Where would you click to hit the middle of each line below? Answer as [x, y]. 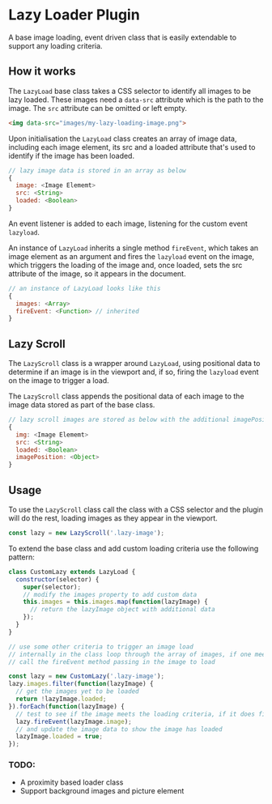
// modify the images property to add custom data [110, 594]
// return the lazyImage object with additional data [123, 610]
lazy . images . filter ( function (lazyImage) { [81, 684]
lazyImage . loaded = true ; [59, 737]
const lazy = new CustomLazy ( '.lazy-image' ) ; [86, 676]
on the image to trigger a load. [59, 381]
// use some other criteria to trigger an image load [101, 647]
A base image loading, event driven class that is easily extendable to [123, 37]
